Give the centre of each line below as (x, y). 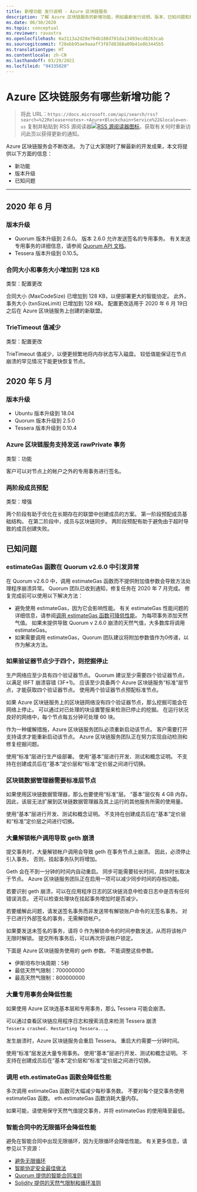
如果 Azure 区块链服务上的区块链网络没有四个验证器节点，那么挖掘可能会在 (97, 702)
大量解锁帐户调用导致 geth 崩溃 (50, 838)
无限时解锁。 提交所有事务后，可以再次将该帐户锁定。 (71, 938)
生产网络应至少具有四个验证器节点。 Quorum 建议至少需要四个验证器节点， (97, 675)
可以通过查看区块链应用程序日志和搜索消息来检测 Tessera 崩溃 (81, 1021)
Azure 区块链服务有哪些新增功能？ (89, 97)
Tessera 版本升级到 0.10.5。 (48, 253)
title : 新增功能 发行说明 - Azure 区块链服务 (57, 11)
